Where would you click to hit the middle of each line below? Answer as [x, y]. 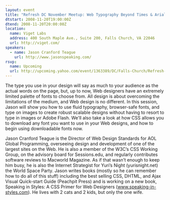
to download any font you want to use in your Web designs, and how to [79, 123]
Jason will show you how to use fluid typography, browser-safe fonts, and [82, 107]
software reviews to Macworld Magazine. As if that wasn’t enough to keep [82, 160]
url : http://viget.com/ [35, 43]
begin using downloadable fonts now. [44, 129]
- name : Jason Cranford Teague [43, 52]
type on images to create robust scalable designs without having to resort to [85, 112]
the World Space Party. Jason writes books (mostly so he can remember [81, 171]
